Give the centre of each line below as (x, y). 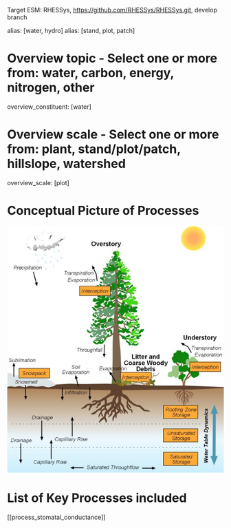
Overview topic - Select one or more (112, 59)
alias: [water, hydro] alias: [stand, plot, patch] (71, 31)
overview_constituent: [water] (49, 107)
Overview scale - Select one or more (113, 135)
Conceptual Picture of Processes (103, 211)
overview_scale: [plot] (38, 182)
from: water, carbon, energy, (90, 73)
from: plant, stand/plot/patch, (94, 149)
